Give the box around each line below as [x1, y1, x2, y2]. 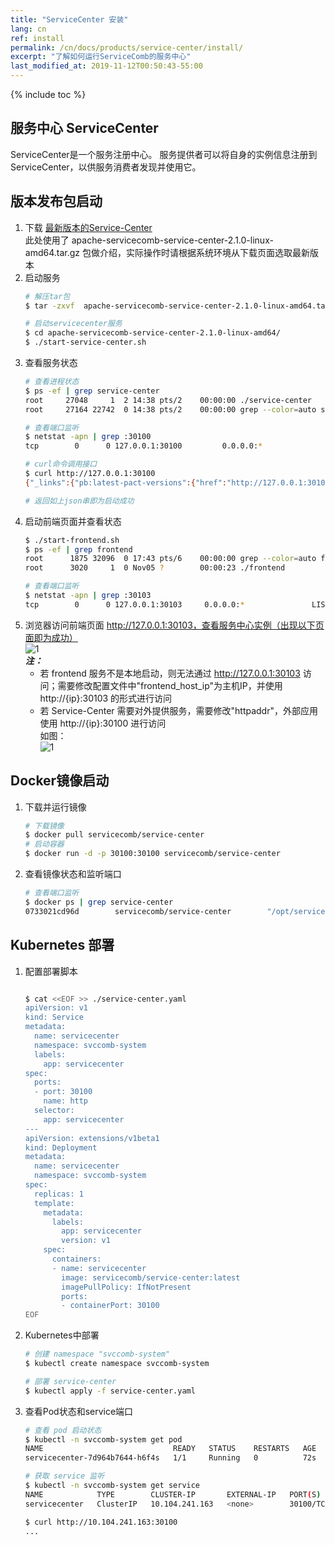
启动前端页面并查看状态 [24, 515, 122, 527]
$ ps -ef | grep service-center [24, 386, 160, 396]
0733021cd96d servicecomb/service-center [24, 906, 232, 916]
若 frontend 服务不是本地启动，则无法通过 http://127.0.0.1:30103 [39, 667, 301, 679]
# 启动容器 [24, 839, 65, 850]
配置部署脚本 [24, 965, 78, 977]
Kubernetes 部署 [10, 937, 115, 954]
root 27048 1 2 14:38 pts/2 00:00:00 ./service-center [24, 395, 312, 405]
